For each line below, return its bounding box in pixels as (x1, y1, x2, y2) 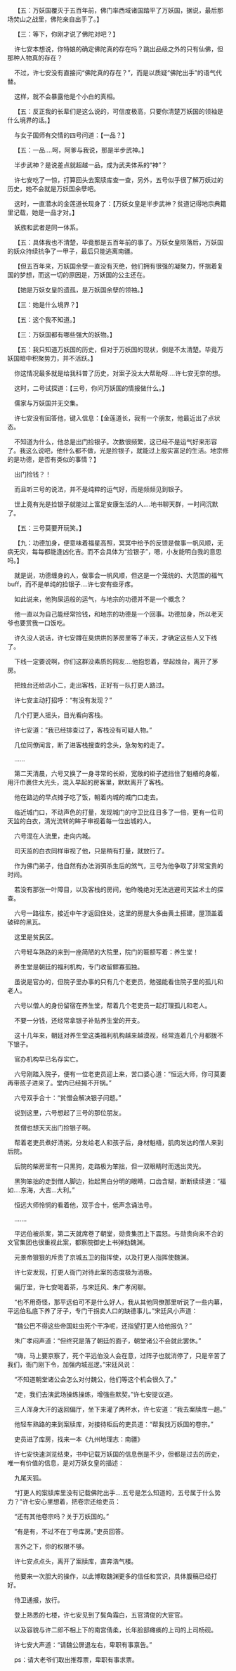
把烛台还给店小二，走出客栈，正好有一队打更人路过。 (13, 681, 169, 689)
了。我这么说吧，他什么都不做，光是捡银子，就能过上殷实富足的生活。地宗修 (7, 446, 229, 455)
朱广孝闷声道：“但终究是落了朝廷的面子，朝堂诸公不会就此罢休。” (13, 1336, 202, 1345)
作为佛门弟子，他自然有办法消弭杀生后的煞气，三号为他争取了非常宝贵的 (13, 862, 223, 870)
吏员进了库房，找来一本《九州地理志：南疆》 (13, 1435, 144, 1443)
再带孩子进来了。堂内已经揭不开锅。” (7, 1078, 112, 1087)
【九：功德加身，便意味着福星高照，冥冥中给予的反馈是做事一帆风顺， (13, 538, 218, 547)
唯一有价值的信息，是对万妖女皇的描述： (7, 1459, 124, 1467)
